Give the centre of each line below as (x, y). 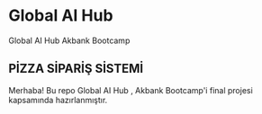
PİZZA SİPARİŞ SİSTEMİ (76, 69)
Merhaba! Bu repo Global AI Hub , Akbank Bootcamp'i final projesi (131, 90)
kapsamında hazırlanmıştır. (58, 100)
